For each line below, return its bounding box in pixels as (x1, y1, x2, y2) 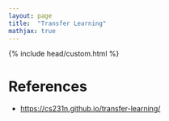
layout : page (8, 11, 53, 20)
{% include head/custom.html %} (8, 49, 120, 59)
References (8, 77, 87, 95)
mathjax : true (8, 27, 57, 35)
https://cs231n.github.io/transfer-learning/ (19, 104, 161, 114)
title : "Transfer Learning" (8, 19, 107, 27)
